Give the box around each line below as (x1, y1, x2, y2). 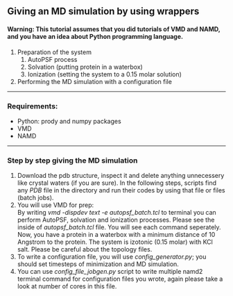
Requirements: (7, 101, 58, 110)
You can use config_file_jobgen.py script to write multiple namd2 (17, 268, 203, 276)
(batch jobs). (17, 194, 54, 202)
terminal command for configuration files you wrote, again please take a (17, 274, 223, 283)
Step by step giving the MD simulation (7, 156, 138, 165)
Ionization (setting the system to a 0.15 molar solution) (27, 69, 182, 79)
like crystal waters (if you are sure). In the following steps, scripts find (17, 179, 217, 187)
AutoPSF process (27, 55, 78, 63)
